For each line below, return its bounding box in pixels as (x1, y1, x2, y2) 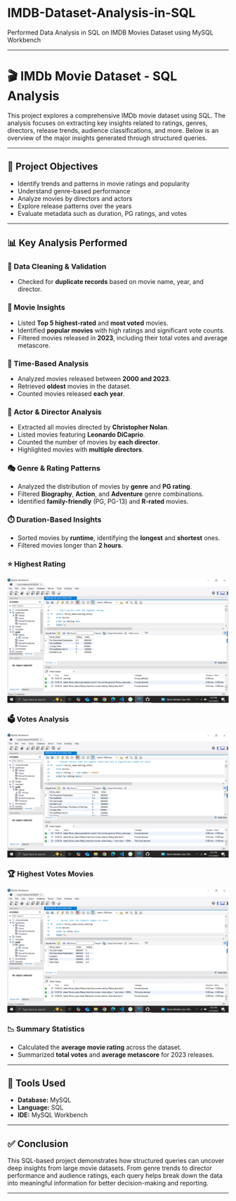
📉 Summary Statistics (7, 1025, 86, 1034)
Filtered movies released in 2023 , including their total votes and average (17, 333, 228, 342)
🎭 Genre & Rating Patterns (7, 463, 100, 473)
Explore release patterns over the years (17, 202, 132, 210)
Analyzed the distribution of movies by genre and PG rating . (17, 482, 192, 490)
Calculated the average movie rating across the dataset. (17, 1043, 182, 1051)
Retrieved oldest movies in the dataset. (17, 382, 131, 390)
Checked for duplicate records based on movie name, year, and (17, 278, 204, 286)
